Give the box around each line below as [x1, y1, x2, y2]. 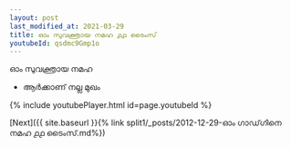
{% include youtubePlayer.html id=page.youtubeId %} [9, 100, 213, 111]
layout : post [9, 13, 59, 23]
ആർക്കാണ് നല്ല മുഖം [22, 82, 100, 93]
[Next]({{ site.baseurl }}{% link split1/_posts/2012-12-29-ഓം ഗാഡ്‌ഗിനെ [9, 117, 282, 128]
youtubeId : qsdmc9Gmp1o [9, 38, 100, 48]
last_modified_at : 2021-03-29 [9, 22, 125, 31]
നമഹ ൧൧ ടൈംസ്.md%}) [9, 128, 106, 139]
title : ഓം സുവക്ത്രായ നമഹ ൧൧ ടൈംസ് [9, 30, 157, 39]
